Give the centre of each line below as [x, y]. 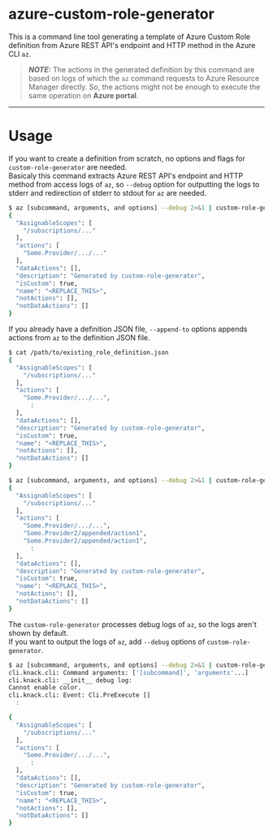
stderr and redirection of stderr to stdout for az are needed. [108, 192]
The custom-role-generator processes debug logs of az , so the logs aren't [133, 624]
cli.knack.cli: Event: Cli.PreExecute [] [80, 695]
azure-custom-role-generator [112, 14]
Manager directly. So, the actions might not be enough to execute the [144, 87]
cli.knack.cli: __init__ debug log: [70, 680]
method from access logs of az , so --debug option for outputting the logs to [134, 184]
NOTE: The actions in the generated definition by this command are [141, 69]
